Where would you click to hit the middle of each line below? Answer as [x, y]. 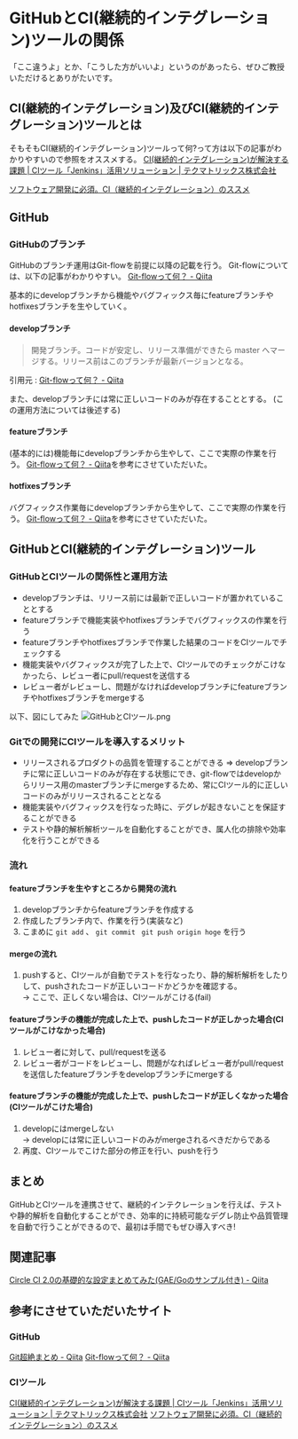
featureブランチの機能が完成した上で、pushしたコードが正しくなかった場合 [149, 1096]
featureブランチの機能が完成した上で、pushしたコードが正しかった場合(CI [146, 1019]
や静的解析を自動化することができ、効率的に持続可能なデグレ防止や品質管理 [149, 1215]
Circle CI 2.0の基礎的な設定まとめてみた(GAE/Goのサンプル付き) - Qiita [139, 1280]
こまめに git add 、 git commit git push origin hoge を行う [134, 932]
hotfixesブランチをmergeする [91, 697]
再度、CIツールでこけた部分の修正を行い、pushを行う [121, 1151]
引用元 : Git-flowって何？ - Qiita [67, 380]
